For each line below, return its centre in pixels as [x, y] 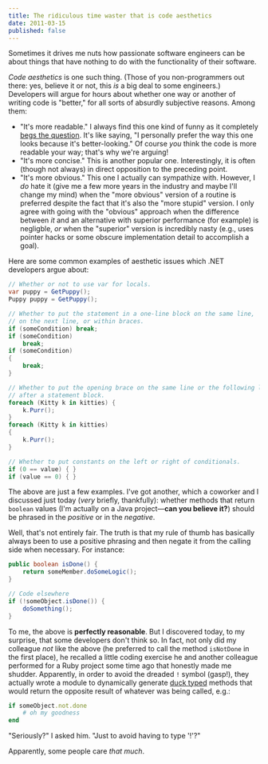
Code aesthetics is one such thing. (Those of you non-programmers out [126, 78]
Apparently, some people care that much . [77, 751]
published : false [37, 30]
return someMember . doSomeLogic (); [80, 572]
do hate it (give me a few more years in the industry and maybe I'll [128, 186]
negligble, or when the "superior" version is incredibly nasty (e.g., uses [136, 229]
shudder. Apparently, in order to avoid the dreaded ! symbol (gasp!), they [129, 674]
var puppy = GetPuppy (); [49, 292]
